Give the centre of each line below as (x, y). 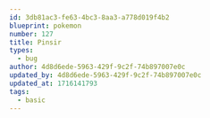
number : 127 (31, 34)
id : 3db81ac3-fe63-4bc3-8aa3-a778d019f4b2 (89, 17)
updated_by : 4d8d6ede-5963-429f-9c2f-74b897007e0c (105, 75)
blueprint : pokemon (46, 26)
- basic (32, 100)
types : (21, 51)
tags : (19, 91)
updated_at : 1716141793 (54, 83)
